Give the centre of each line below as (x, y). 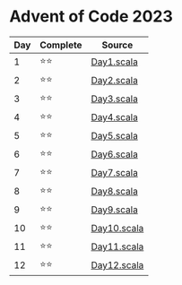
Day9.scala (115, 210)
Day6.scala (115, 154)
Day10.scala (117, 229)
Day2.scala (115, 81)
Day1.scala (115, 62)
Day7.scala (115, 173)
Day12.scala (117, 265)
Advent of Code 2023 (91, 17)
